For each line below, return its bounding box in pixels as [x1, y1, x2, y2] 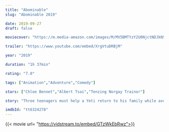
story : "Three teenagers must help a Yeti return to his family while [5, 98, 156, 103]
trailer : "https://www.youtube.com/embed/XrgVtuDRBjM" [5, 44, 123, 49]
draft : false [5, 26, 33, 31]
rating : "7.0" [5, 71, 35, 76]
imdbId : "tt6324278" [5, 107, 49, 112]
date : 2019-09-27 [5, 21, 42, 26]
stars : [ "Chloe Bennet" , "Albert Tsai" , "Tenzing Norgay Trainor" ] [5, 89, 145, 94]
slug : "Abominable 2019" [5, 12, 57, 17]
